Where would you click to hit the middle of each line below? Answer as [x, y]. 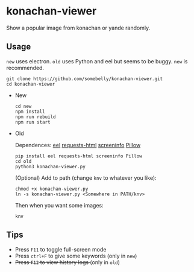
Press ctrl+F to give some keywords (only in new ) [76, 256]
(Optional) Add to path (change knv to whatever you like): [86, 178]
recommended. [25, 68]
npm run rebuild [35, 117]
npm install [30, 112]
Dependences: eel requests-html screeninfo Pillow [78, 145]
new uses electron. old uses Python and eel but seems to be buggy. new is [97, 61]
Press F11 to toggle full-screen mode [61, 249]
